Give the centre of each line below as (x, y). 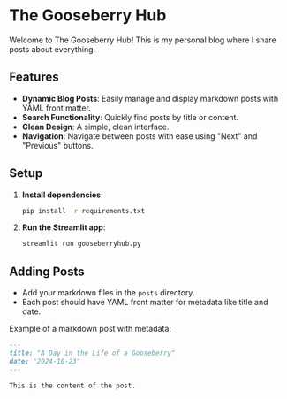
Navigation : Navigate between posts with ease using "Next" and (140, 136)
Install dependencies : (62, 195)
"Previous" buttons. (57, 145)
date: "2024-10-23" (45, 361)
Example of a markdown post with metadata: (91, 329)
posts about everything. (53, 49)
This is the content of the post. (73, 386)
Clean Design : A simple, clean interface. (95, 127)
